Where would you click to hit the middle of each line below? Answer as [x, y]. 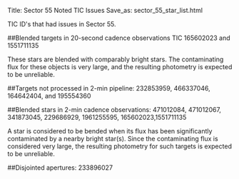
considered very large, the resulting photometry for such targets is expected [119, 146]
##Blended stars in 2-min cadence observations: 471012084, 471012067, [114, 109]
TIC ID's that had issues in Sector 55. [62, 24]
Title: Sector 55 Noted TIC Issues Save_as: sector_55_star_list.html [105, 10]
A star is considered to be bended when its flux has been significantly [110, 131]
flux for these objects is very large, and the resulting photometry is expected [120, 67]
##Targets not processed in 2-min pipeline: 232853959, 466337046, [109, 88]
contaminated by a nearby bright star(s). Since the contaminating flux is [113, 139]
